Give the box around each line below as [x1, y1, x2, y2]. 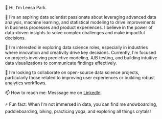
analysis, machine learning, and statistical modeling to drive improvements [5, 20, 156, 25]
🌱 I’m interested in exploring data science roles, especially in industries [5, 45, 148, 50]
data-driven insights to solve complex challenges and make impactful [5, 30, 145, 35]
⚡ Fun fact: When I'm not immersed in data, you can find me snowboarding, [5, 101, 158, 107]
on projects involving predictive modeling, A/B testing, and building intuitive [5, 55, 158, 61]
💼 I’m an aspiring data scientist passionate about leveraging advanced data [5, 14, 157, 20]
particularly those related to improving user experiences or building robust [5, 75, 155, 80]
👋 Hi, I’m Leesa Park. [5, 5, 47, 10]
